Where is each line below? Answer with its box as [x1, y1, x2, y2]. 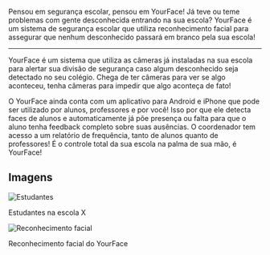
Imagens [8, 171, 53, 184]
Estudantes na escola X [8, 208, 87, 217]
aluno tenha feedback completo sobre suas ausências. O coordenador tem [8, 122, 256, 132]
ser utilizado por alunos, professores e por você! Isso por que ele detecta [8, 105, 252, 115]
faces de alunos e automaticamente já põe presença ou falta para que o [8, 114, 247, 123]
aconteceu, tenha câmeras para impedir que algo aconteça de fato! [8, 81, 231, 91]
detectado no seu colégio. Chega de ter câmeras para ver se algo [8, 72, 227, 82]
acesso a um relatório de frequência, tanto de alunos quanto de [8, 131, 219, 140]
